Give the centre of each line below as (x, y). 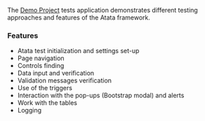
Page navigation (41, 58)
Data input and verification (56, 73)
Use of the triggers (45, 88)
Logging (29, 111)
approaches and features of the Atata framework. (79, 17)
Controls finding (41, 66)
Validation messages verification (65, 80)
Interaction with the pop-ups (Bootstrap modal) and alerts (101, 95)
